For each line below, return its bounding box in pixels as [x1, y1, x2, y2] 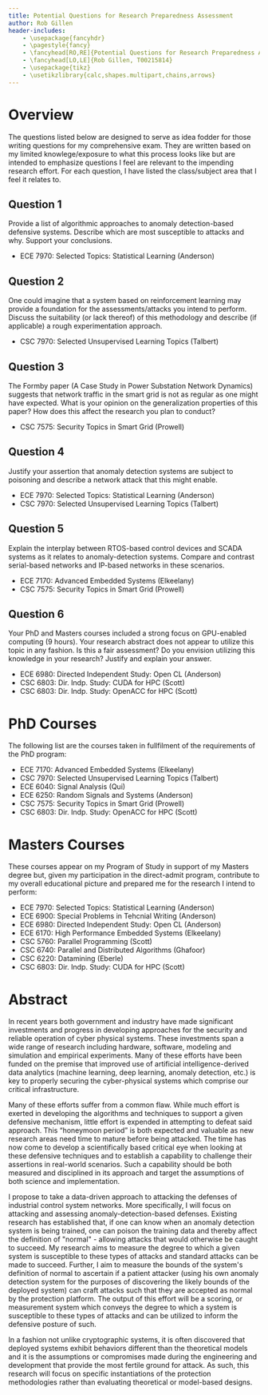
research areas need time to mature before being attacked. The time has [8, 1134, 246, 1144]
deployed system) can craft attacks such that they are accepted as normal [8, 1285, 253, 1295]
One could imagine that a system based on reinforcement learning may [8, 296, 242, 305]
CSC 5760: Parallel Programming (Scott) [19, 937, 153, 947]
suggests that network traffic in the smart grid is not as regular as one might [8, 389, 258, 399]
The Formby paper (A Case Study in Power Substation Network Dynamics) [8, 381, 254, 390]
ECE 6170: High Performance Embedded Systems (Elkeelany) [19, 928, 222, 938]
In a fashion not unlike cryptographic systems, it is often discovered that [8, 1335, 246, 1345]
